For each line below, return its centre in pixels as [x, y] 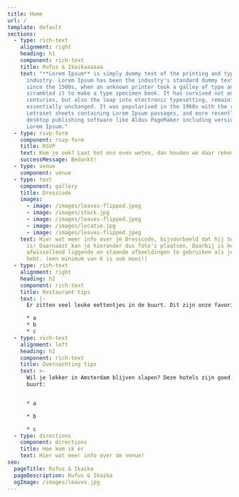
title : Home [25, 14]
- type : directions [43, 436]
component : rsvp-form [52, 140]
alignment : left [44, 345]
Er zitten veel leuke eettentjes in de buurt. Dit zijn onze [119, 305]
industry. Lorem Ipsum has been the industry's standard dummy [122, 80]
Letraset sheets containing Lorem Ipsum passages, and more [117, 113]
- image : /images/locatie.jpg [71, 226]
